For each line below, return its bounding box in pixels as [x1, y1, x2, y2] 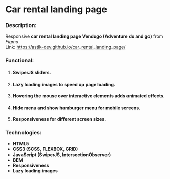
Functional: [5, 57, 34, 64]
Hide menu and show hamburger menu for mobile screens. [12, 105, 141, 111]
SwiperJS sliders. [12, 70, 51, 75]
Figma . [5, 39, 20, 45]
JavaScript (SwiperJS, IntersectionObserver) [12, 151, 111, 158]
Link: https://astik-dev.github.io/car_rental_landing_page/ [5, 44, 126, 50]
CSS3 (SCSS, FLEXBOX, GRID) [12, 146, 78, 152]
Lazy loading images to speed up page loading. [12, 81, 116, 87]
